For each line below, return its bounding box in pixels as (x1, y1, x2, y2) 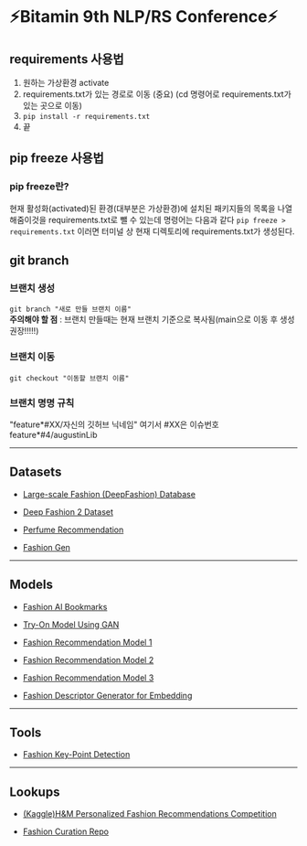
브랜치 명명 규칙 (9, 396, 75, 409)
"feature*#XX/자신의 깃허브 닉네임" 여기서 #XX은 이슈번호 (9, 419, 219, 430)
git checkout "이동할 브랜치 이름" (9, 373, 130, 383)
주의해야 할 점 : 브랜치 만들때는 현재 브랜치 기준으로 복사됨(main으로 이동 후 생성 (9, 314, 295, 325)
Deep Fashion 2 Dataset (22, 506, 114, 517)
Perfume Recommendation (22, 524, 124, 535)
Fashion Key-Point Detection (22, 749, 131, 760)
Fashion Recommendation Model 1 (22, 637, 153, 648)
